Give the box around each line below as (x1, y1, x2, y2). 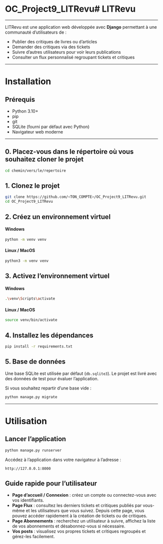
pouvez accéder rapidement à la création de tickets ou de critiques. (12, 513, 147, 519)
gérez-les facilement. (12, 534, 55, 540)
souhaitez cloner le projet (5, 155, 84, 164)
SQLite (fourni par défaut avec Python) (12, 123, 90, 130)
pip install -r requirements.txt (5, 344, 73, 349)
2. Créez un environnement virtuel (5, 213, 111, 221)
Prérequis (5, 95, 35, 103)
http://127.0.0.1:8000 (5, 466, 51, 471)
